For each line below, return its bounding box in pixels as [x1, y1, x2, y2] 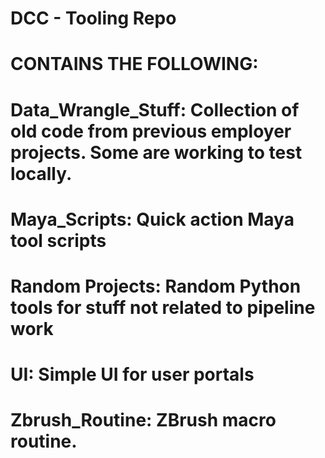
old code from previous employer [10, 120, 292, 142]
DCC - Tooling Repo [10, 7, 177, 30]
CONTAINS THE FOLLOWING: [10, 53, 259, 76]
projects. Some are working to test [10, 141, 303, 164]
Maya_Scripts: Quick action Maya [10, 208, 295, 231]
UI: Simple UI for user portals [10, 363, 255, 386]
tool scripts [10, 229, 107, 252]
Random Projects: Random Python [10, 275, 302, 297]
